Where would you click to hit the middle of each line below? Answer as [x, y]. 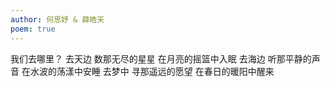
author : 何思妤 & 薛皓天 [57, 19]
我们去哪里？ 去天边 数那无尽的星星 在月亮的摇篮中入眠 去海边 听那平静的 [161, 58]
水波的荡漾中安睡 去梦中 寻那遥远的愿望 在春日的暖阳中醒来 [152, 71]
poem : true [33, 29]
